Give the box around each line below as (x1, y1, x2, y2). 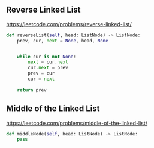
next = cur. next (28, 59, 68, 65)
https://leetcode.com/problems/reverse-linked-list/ (6, 20, 132, 27)
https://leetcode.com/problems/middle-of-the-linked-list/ (6, 119, 148, 127)
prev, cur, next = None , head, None (17, 38, 109, 44)
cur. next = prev (28, 65, 68, 71)
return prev (17, 87, 47, 93)
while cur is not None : (17, 54, 77, 60)
